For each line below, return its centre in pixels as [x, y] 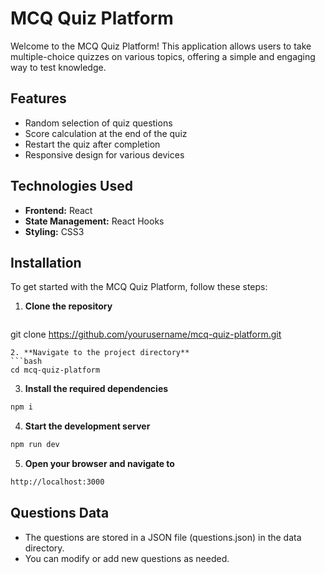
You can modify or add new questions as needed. [127, 558]
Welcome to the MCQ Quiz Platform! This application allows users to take [161, 46]
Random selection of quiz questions [98, 123]
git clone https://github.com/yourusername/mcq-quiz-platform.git [146, 334]
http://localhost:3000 [57, 482]
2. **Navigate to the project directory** [100, 353]
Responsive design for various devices [104, 154]
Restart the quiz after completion [92, 144]
